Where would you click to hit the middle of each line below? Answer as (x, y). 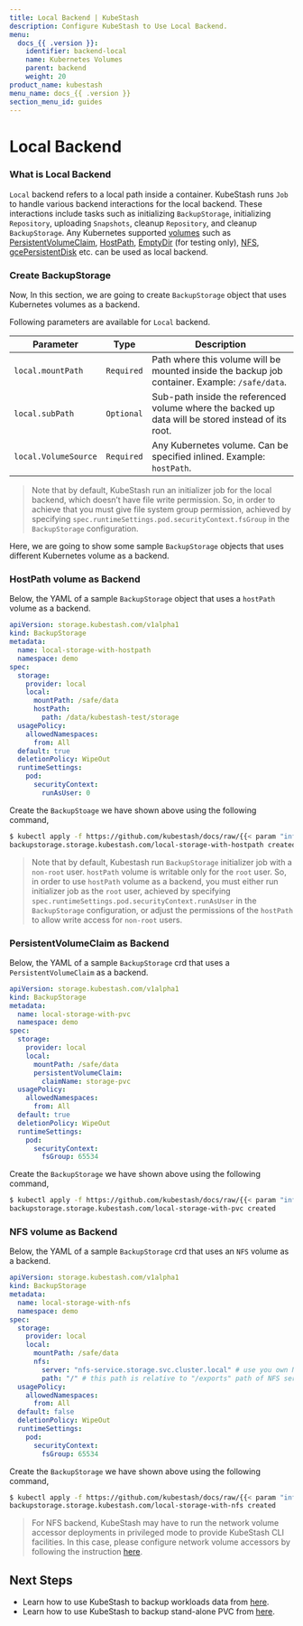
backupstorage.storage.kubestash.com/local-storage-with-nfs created (143, 1506)
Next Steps (41, 1580)
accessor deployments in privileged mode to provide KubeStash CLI (158, 1533)
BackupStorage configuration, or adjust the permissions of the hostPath (162, 910)
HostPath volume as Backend (75, 579)
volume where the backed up (213, 408)
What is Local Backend (60, 174)
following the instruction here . (87, 1552)
